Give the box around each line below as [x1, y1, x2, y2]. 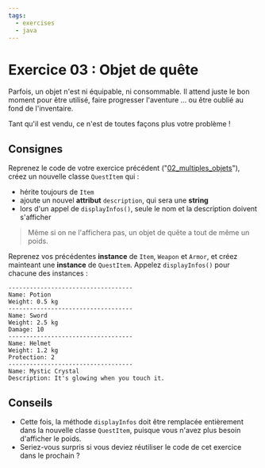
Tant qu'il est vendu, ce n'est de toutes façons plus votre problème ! [8, 119, 232, 129]
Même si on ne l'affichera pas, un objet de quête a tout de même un [27, 228, 250, 238]
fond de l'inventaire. [8, 104, 74, 114]
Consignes [8, 142, 63, 156]
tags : [8, 11, 26, 20]
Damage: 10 [8, 326, 44, 334]
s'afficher [19, 212, 52, 222]
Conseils [8, 396, 53, 409]
